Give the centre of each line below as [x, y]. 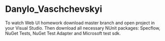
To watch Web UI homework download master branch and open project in [80, 23]
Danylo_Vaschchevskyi [54, 9]
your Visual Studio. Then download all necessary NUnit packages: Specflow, [83, 28]
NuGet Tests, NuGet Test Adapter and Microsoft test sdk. [63, 33]
